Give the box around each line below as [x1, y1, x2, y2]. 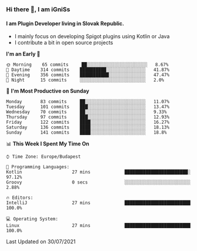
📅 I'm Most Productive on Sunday [6, 87, 89, 94]
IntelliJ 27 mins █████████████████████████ [6, 200, 191, 206]
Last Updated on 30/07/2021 [6, 238, 76, 245]
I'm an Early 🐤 [6, 50, 41, 57]
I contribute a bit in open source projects [14, 39, 113, 46]
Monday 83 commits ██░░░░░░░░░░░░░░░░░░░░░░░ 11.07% [6, 99, 169, 105]
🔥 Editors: [6, 195, 34, 201]
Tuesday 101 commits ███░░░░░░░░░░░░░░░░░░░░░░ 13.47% [6, 104, 169, 110]
